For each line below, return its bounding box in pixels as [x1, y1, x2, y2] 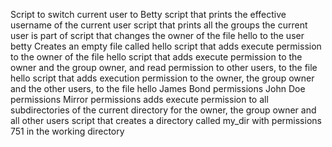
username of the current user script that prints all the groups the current [10, 19, 308, 31]
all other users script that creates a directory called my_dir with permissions [10, 115, 322, 126]
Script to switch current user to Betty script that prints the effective [10, 9, 287, 20]
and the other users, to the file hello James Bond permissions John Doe [10, 83, 306, 94]
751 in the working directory [10, 125, 125, 137]
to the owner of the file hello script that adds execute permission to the [10, 51, 303, 63]
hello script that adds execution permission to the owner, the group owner [10, 72, 315, 84]
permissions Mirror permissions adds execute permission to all [10, 94, 269, 105]
